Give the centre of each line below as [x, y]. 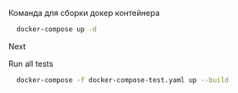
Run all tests [31, 63]
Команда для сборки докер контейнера [84, 13]
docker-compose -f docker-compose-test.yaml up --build [123, 80]
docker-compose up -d [57, 30]
